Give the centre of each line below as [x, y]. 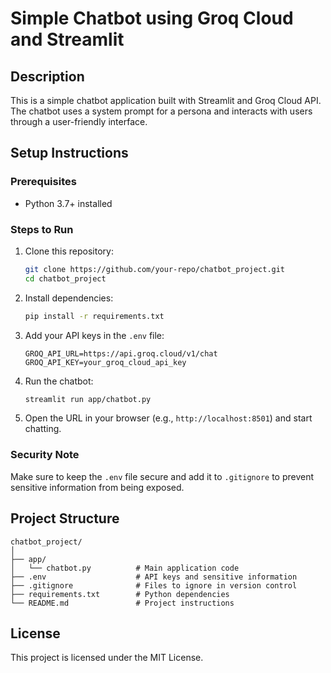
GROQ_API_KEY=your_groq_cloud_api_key [105, 362]
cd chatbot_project [65, 278]
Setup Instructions [69, 153]
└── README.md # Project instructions [122, 603]
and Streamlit [67, 39]
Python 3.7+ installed [68, 203]
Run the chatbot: [59, 381]
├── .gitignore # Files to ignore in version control [154, 585]
